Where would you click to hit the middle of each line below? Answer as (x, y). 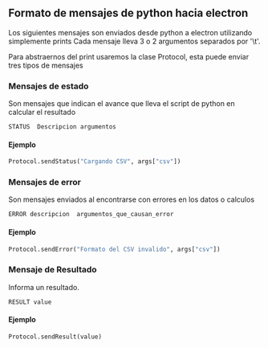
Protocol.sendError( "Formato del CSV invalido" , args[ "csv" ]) (114, 249)
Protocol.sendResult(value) (55, 337)
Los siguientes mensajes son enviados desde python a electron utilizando (130, 32)
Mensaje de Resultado (53, 270)
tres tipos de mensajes (46, 65)
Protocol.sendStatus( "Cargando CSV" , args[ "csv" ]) (95, 162)
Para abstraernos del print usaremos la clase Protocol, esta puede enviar (129, 56)
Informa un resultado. (44, 287)
